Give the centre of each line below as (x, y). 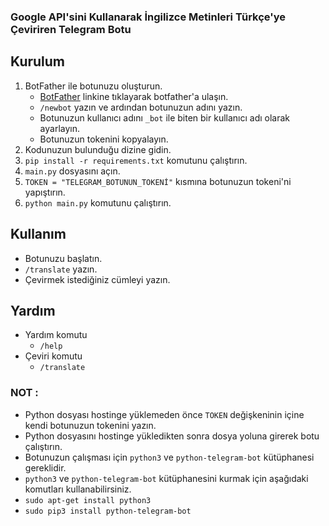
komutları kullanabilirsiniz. (78, 489)
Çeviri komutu (53, 356)
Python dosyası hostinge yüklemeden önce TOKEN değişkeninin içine (164, 414)
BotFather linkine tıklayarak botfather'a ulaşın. (134, 96)
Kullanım (38, 234)
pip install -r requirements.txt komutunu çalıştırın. (136, 160)
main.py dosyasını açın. (72, 171)
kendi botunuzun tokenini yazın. (90, 425)
